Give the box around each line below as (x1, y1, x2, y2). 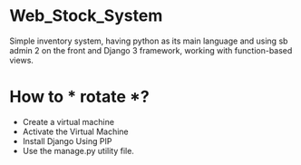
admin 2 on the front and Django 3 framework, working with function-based (9, 44, 293, 55)
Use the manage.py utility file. (22, 145, 134, 156)
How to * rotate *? (9, 87, 150, 107)
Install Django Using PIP (22, 135, 112, 146)
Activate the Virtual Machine (22, 126, 129, 137)
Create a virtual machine (22, 116, 115, 127)
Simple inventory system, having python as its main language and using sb (9, 35, 288, 46)
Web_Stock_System (9, 5, 163, 26)
